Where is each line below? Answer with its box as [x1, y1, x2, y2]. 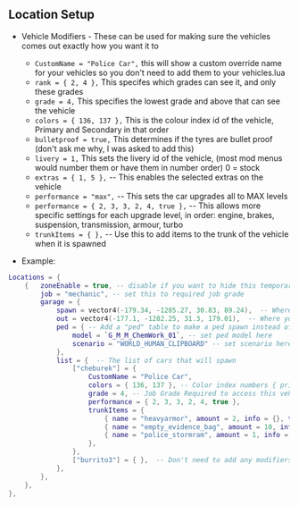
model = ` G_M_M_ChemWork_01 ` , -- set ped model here [71, 331, 273, 340]
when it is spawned [34, 238, 106, 249]
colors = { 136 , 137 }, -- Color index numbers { [87, 381, 277, 390]
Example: [21, 255, 56, 266]
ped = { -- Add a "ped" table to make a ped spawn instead [55, 323, 280, 332]
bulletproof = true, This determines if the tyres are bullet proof [34, 133, 273, 144]
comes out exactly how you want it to [21, 40, 160, 51]
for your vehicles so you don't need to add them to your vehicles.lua [34, 67, 286, 78]
